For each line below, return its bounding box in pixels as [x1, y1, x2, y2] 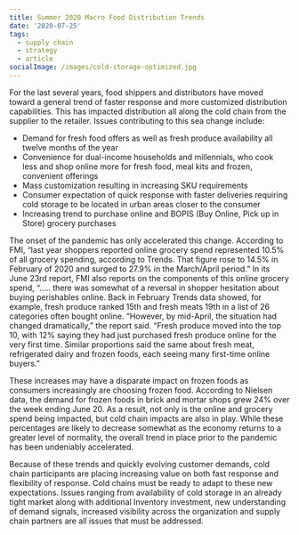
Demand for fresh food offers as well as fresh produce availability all [21, 133, 273, 143]
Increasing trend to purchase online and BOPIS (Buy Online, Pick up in [21, 208, 279, 219]
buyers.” [9, 358, 40, 369]
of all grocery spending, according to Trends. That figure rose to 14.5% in [9, 254, 279, 264]
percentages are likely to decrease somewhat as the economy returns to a [9, 422, 282, 433]
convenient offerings [21, 170, 99, 181]
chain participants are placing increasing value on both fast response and [9, 468, 279, 479]
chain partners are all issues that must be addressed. [9, 515, 205, 526]
